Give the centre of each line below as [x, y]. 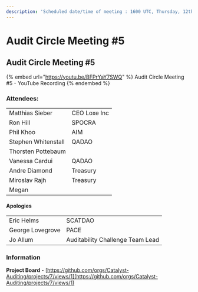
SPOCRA [84, 122]
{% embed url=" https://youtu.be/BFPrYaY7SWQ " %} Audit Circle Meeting [95, 77]
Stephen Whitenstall [37, 141]
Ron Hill [20, 122]
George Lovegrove [35, 230]
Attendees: [22, 98]
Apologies [19, 206]
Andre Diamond [31, 170]
